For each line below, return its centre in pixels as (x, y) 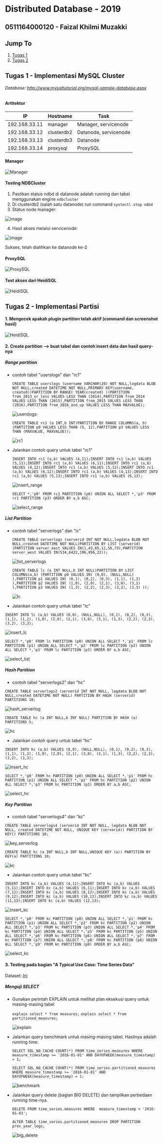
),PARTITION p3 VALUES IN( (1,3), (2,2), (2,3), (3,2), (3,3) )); (81, 587)
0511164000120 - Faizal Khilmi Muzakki (66, 27)
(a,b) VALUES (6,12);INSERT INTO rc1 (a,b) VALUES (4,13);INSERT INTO (85, 472)
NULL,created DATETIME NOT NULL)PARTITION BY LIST (64, 544)
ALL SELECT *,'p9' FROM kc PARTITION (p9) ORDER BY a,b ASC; (68, 944)
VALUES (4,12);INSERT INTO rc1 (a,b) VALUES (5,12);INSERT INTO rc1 (83, 467)
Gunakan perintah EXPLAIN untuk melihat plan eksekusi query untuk (81, 999)
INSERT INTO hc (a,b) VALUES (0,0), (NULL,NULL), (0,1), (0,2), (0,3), (79, 749)
